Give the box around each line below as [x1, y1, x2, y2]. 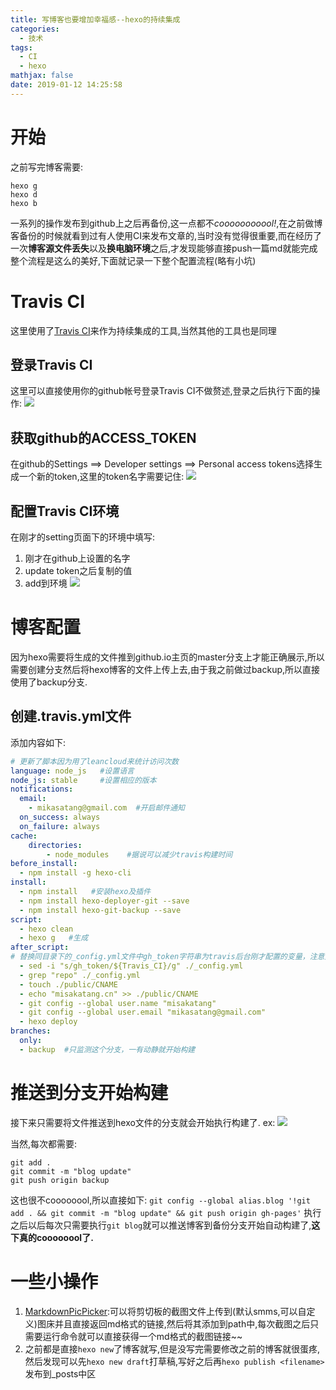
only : [19, 1036, 43, 1046]
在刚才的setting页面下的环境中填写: [10, 531, 155, 543]
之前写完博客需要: [10, 161, 84, 173]
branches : [10, 1026, 52, 1036]
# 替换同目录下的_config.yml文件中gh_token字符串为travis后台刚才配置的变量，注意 [10, 952, 325, 962]
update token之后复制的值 [24, 565, 133, 577]
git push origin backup [10, 1175, 110, 1185]
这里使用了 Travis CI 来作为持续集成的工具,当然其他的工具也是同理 [10, 324, 277, 336]
